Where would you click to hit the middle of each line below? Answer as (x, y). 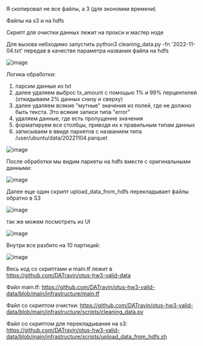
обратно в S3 (24, 198)
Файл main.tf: (23, 287)
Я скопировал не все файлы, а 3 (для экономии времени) (81, 9)
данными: (19, 168)
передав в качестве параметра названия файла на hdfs (96, 51)
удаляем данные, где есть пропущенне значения (79, 118)
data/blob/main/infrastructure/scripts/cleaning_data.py (75, 312)
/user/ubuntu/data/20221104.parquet (61, 138)
